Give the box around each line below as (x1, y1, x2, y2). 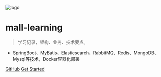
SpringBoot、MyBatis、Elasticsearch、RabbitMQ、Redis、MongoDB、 (12, 50, 159, 56)
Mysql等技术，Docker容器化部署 (12, 56, 80, 62)
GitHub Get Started (5, 66, 45, 72)
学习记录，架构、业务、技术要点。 (17, 39, 88, 45)
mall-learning (5, 22, 63, 33)
